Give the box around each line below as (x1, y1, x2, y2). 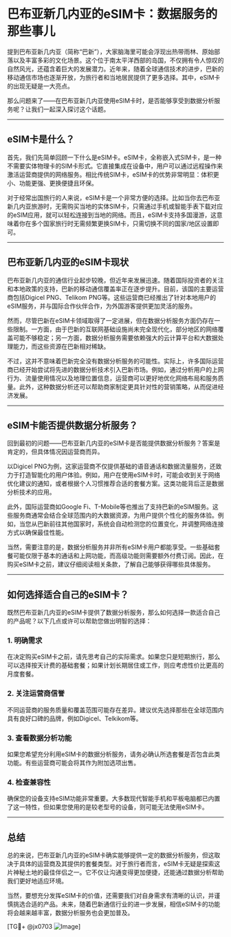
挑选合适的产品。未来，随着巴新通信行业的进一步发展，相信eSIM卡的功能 (12, 900, 221, 908)
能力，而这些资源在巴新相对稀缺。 (12, 342, 110, 351)
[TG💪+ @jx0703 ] (7, 923, 81, 931)
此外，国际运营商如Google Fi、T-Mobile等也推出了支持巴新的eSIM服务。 (7, 503, 213, 511)
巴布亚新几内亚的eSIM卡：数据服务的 (7, 6, 218, 22)
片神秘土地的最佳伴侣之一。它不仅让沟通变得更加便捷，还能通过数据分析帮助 (7, 868, 224, 877)
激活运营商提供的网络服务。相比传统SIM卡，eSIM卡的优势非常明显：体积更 (7, 170, 219, 179)
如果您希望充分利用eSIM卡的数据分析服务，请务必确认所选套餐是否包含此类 (7, 750, 221, 758)
